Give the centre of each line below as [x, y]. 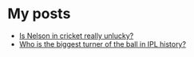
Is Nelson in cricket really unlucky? [76, 36]
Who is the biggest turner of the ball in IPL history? [103, 44]
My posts [39, 14]
